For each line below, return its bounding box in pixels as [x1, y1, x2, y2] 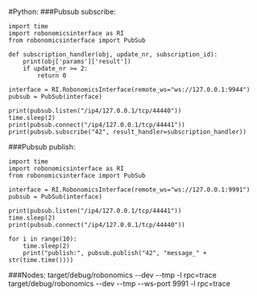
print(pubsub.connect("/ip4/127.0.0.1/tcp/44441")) [8, 121, 185, 129]
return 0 [37, 72, 67, 80]
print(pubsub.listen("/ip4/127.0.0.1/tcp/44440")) [8, 107, 182, 115]
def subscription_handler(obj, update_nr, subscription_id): [8, 51, 218, 59]
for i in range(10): [8, 235, 78, 243]
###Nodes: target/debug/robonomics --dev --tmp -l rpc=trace [8, 270, 218, 280]
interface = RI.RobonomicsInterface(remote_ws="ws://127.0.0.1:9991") [8, 186, 251, 194]
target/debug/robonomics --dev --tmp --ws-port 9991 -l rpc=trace [8, 279, 231, 288]
